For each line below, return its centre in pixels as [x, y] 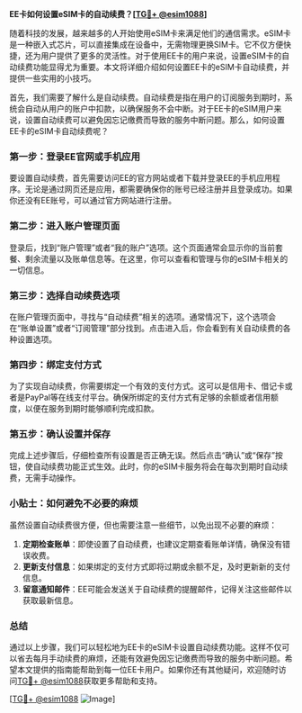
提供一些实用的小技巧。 [53, 78]
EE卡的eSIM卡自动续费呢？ [59, 131]
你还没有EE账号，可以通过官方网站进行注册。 [93, 201]
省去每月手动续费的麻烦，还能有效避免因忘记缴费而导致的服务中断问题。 [151, 659]
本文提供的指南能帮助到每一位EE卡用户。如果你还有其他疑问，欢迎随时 [147, 670]
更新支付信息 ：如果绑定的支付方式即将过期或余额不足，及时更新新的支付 [156, 566]
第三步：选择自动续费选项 [65, 295]
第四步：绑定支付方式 [55, 365]
